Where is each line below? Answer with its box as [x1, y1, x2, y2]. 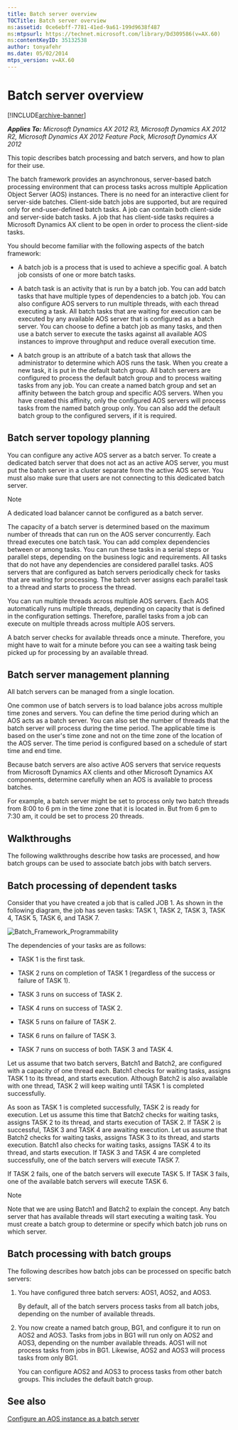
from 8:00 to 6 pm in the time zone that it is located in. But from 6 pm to [7, 804, 217, 813]
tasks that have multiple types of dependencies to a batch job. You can [17, 292, 226, 300]
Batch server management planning [7, 668, 170, 681]
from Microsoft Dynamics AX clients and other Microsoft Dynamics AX [7, 768, 213, 777]
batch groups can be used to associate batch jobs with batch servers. [7, 859, 212, 868]
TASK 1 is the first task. [17, 954, 85, 964]
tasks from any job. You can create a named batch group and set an [17, 381, 217, 390]
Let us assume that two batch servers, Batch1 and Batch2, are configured [7, 1059, 222, 1067]
